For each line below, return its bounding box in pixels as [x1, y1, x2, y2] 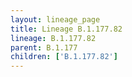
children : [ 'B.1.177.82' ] [10, 52, 118, 62]
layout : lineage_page [10, 14, 101, 25]
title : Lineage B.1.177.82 [10, 24, 123, 34]
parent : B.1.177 [10, 42, 78, 53]
